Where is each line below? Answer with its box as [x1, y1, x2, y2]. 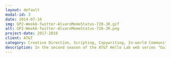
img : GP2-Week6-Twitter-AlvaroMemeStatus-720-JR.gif [5, 21, 120, 27]
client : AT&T [5, 36, 33, 41]
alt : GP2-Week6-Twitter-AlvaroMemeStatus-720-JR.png [5, 26, 120, 31]
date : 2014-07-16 [5, 17, 42, 22]
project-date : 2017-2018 [5, 31, 58, 36]
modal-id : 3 [5, 12, 31, 17]
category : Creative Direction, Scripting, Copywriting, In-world [5, 40, 147, 45]
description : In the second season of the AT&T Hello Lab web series [5, 45, 156, 50]
